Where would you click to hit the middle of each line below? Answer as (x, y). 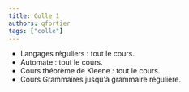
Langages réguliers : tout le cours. (77, 54)
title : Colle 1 (34, 16)
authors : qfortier (39, 23)
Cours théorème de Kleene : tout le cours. (90, 71)
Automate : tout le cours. (61, 62)
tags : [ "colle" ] (36, 31)
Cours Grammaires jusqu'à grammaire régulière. (100, 79)
